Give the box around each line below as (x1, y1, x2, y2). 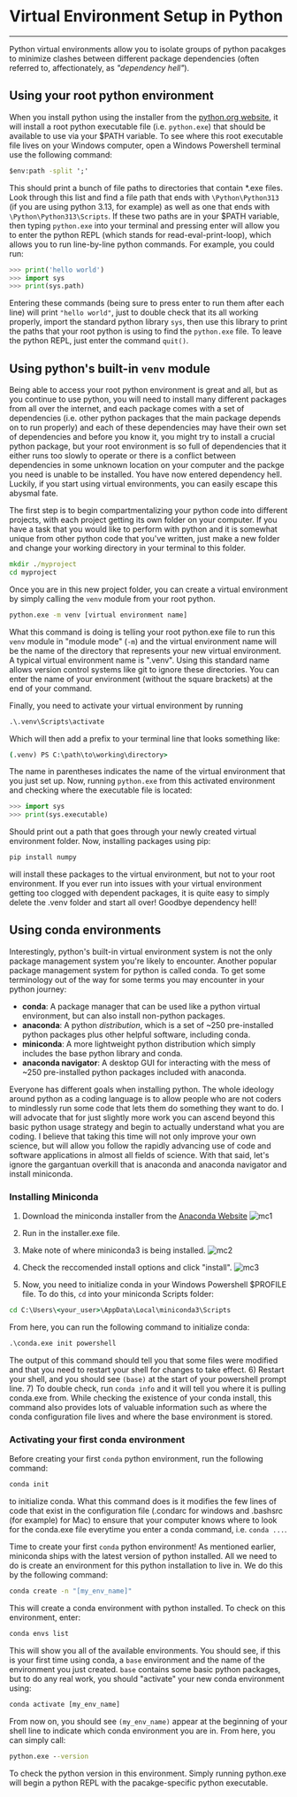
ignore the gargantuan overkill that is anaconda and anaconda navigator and (9, 1159, 287, 1170)
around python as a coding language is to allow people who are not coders (9, 1093, 282, 1103)
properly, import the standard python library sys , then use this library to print (9, 317, 288, 327)
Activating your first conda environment (9, 1433, 186, 1446)
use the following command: (9, 149, 113, 160)
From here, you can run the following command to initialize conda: (9, 1322, 250, 1332)
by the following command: (9, 1570, 109, 1580)
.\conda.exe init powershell (9, 1339, 117, 1348)
